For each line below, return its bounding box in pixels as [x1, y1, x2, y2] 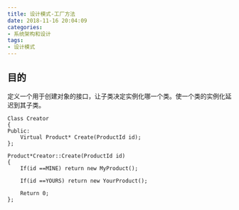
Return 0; [20, 189, 50, 196]
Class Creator [7, 115, 50, 122]
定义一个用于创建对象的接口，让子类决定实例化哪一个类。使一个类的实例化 [7, 92, 225, 100]
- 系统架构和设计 [7, 30, 51, 38]
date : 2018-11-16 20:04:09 [7, 17, 87, 24]
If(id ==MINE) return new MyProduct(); [20, 164, 139, 172]
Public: [7, 127, 31, 135]
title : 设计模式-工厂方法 [7, 10, 76, 18]
